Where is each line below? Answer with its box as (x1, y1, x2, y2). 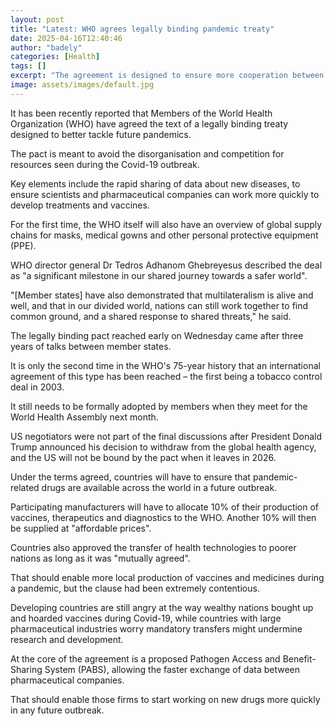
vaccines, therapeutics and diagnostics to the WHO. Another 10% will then (10, 511, 317, 523)
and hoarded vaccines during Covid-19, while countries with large (10, 612, 282, 624)
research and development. (10, 633, 124, 645)
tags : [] (10, 61, 47, 71)
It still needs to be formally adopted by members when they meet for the (10, 400, 308, 412)
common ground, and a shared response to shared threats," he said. (10, 310, 292, 322)
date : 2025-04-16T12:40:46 (10, 33, 123, 43)
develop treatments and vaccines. (10, 199, 150, 211)
